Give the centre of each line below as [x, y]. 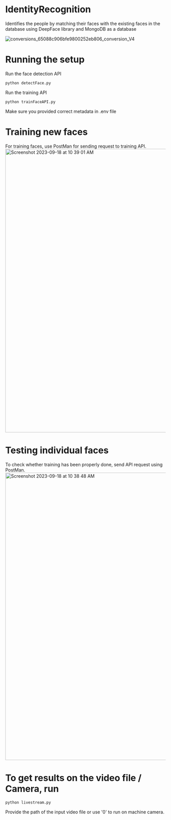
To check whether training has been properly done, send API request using [84, 464]
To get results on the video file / [73, 778]
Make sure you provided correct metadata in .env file [61, 111]
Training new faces [47, 132]
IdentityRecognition [48, 9]
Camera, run [32, 789]
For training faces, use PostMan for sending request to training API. [76, 146]
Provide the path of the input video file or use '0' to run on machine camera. [85, 812]
